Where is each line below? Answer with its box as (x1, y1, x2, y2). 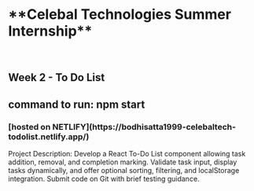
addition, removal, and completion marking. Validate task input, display (8, 157, 237, 167)
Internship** (8, 22, 93, 40)
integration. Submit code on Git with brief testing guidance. (8, 174, 200, 184)
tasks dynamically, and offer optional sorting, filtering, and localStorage (8, 166, 240, 175)
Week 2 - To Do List (8, 71, 105, 84)
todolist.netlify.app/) (8, 131, 90, 142)
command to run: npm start (8, 97, 145, 111)
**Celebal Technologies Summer (8, 6, 232, 24)
